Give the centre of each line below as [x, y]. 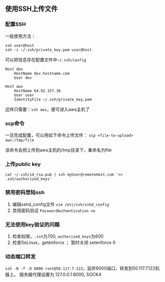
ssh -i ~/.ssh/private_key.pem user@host [49, 50]
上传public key [23, 164]
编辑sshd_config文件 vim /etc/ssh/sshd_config [61, 204]
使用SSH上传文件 [31, 9]
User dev [23, 78]
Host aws [14, 86]
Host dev [14, 69]
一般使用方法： [20, 36]
